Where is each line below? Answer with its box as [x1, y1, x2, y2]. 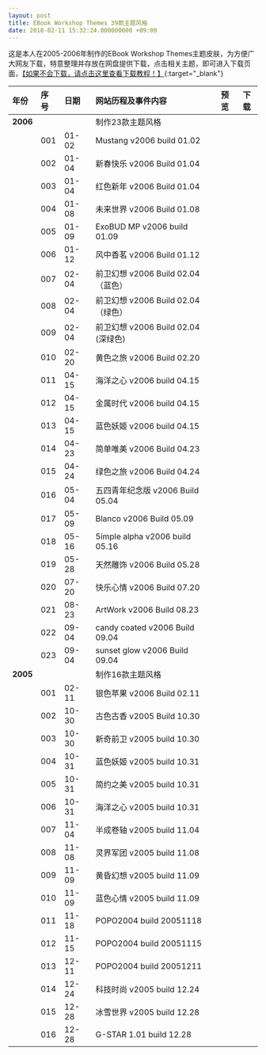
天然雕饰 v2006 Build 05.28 [95, 559, 200, 570]
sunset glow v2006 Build [95, 645, 188, 656]
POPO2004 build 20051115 [95, 938, 202, 949]
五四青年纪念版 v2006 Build [95, 485, 199, 496]
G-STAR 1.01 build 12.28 [95, 1029, 192, 1040]
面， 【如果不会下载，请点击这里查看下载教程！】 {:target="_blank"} [8, 69, 224, 78]
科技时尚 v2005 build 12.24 [95, 984, 200, 995]
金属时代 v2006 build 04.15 [95, 398, 200, 409]
